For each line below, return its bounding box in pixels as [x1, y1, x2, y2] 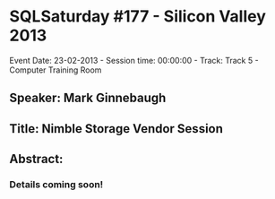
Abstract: [9, 151, 64, 167]
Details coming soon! [9, 178, 104, 191]
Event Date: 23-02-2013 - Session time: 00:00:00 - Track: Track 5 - [9, 55, 259, 65]
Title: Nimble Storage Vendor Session [9, 121, 224, 136]
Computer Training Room [9, 65, 102, 75]
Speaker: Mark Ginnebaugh [9, 91, 167, 106]
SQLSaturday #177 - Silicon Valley [9, 6, 267, 27]
